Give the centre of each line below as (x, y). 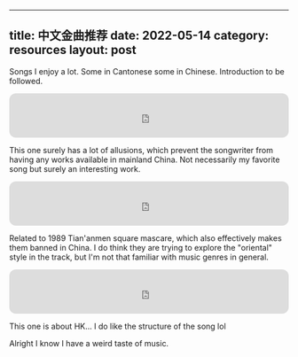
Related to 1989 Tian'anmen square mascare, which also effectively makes (145, 238)
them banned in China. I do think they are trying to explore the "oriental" (141, 247)
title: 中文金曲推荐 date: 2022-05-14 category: (139, 36)
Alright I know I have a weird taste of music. (89, 343)
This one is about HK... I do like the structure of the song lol (118, 326)
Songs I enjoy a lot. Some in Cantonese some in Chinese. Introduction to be (147, 71)
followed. (26, 81)
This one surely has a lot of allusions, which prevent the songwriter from (141, 150)
